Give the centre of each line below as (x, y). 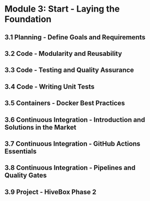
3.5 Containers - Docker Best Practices (65, 103)
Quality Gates (26, 176)
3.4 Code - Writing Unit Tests (50, 87)
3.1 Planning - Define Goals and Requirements (75, 37)
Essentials (21, 151)
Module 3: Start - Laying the (62, 9)
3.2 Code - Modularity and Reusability (63, 54)
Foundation (28, 19)
